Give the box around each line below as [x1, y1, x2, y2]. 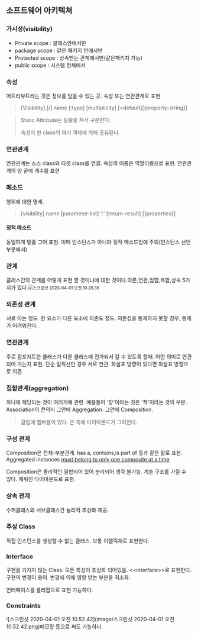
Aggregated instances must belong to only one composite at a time [6, 456, 170, 463]
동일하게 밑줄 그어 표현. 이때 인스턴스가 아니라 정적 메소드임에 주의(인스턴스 [6, 238, 180, 246]
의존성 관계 [6, 301, 36, 308]
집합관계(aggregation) [6, 384, 69, 392]
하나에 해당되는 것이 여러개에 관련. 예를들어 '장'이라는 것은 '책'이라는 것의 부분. [6, 398, 187, 405]
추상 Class [6, 522, 35, 531]
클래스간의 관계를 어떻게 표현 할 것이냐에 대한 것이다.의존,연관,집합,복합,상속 [6, 277, 181, 284]
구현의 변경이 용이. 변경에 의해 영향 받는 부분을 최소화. [6, 574, 131, 581]
